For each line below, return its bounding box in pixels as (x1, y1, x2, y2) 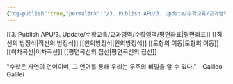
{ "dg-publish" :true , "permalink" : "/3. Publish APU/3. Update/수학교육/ (6, 10, 210, 17)
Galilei (6, 70, 25, 78)
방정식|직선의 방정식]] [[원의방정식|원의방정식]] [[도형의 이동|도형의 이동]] (19, 39, 219, 47)
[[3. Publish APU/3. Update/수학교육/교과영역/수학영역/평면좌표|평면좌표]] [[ (6, 30, 217, 38)
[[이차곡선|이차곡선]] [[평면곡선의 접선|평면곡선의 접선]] (6, 47, 157, 56)
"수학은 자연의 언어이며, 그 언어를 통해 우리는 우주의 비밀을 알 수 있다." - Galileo (6, 62, 223, 70)
